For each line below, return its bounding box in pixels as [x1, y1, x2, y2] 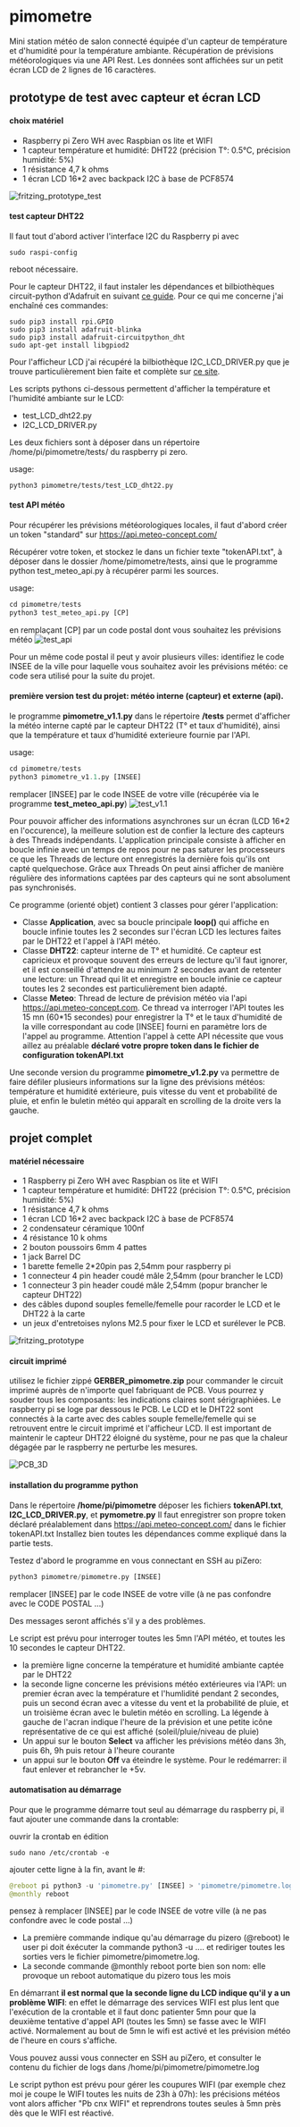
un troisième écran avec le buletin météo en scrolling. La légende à [21, 1707, 270, 1718]
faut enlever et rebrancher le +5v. [21, 1763, 146, 1775]
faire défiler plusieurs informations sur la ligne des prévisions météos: [9, 1076, 266, 1087]
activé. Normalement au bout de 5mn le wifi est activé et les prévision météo [9, 2026, 291, 2037]
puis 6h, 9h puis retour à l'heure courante [21, 1744, 176, 1755]
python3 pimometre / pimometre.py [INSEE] [9, 1572, 162, 1581]
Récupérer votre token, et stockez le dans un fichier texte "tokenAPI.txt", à [9, 546, 283, 557]
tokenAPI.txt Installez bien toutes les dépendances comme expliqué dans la [9, 1528, 287, 1539]
